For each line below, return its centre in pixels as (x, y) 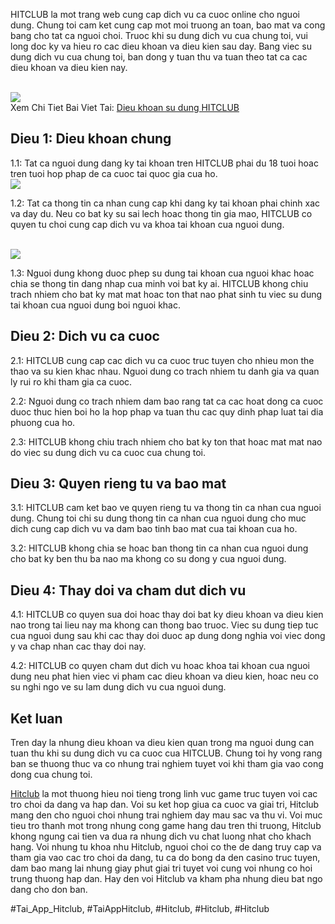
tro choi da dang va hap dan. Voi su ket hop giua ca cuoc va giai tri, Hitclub (165, 805)
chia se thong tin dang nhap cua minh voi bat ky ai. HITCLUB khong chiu (159, 283)
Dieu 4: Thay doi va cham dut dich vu (128, 590)
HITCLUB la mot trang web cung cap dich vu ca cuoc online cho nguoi (155, 14)
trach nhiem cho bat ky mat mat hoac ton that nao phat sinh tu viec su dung (166, 294)
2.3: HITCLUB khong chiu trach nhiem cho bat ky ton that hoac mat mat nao (166, 441)
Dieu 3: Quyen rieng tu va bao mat (118, 484)
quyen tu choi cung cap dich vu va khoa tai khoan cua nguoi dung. (147, 224)
